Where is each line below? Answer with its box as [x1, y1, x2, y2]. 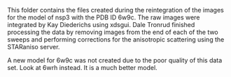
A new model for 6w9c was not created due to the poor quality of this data [7, 56, 223, 65]
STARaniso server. [7, 43, 60, 51]
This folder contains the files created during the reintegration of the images [7, 6, 224, 14]
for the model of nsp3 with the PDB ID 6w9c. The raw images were [7, 13, 200, 22]
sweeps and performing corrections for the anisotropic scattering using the [7, 35, 225, 44]
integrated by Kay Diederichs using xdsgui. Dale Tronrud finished [7, 21, 195, 28]
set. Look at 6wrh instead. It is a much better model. [7, 64, 157, 71]
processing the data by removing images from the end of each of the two [7, 28, 218, 36]
